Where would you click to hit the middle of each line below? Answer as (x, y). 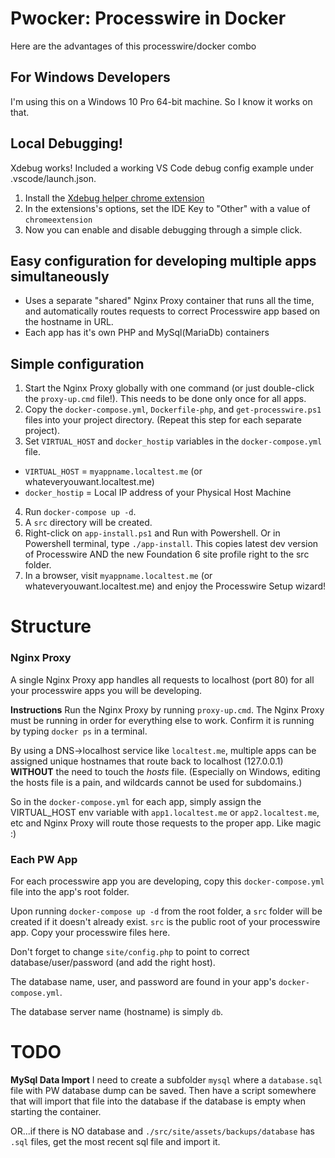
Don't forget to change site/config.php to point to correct (130, 951)
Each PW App (44, 859)
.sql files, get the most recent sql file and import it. (115, 1141)
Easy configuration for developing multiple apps (163, 260)
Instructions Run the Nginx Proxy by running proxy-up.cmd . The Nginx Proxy (167, 709)
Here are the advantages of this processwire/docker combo (133, 46)
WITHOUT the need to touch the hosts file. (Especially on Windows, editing (165, 771)
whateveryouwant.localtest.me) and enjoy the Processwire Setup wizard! (175, 586)
